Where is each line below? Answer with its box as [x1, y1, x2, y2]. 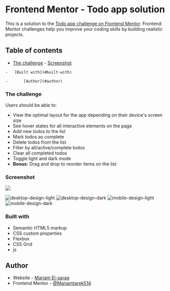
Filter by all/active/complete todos [12, 145, 85, 151]
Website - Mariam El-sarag [12, 275, 70, 281]
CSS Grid [12, 241, 32, 247]
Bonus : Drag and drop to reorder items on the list [12, 161, 117, 167]
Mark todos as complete [12, 134, 65, 140]
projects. [5, 31, 24, 37]
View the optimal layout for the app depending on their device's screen [12, 112, 163, 118]
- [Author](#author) [5, 78, 63, 84]
